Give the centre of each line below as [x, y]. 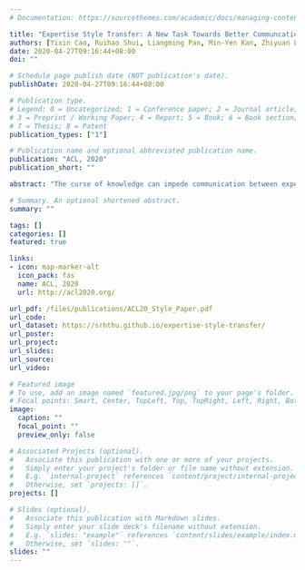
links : [22, 259]
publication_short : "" [52, 168]
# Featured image [42, 384]
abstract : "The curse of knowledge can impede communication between [144, 184]
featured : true [38, 242]
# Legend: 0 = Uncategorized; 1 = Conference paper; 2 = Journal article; [154, 109]
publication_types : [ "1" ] [58, 134]
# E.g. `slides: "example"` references [89, 535]
